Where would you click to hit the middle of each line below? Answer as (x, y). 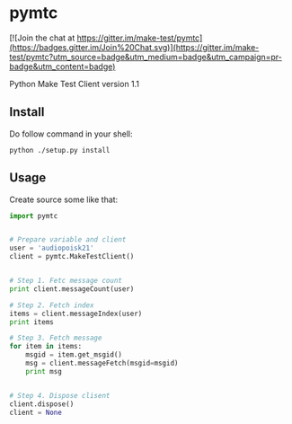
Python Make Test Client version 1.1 (75, 84)
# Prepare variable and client (68, 240)
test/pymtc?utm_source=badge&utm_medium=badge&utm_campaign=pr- (146, 57)
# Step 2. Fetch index (52, 305)
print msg (44, 371)
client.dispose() (42, 404)
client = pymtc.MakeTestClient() (72, 257)
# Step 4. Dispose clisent (60, 395)
